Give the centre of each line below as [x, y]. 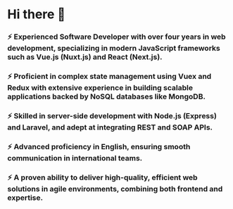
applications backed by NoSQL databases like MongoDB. [107, 96]
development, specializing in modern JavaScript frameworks [114, 49]
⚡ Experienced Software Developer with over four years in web [117, 37]
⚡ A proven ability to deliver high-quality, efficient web [103, 177]
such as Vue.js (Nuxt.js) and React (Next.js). [85, 57]
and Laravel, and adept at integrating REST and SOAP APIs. [110, 127]
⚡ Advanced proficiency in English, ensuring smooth [99, 146]
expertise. [25, 198]
